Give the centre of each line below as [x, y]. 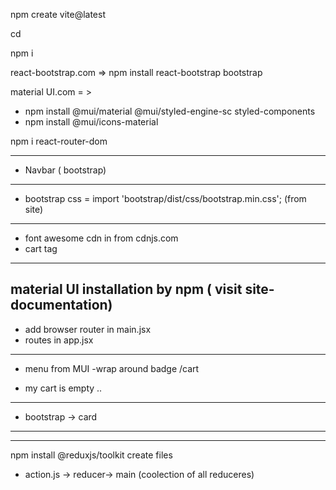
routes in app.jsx [59, 340]
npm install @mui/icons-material [91, 122]
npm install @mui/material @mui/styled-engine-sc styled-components [170, 111]
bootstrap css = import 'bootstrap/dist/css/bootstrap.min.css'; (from [165, 198]
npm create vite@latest [58, 14]
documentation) [61, 305]
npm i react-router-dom [59, 141]
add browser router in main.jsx [88, 329]
